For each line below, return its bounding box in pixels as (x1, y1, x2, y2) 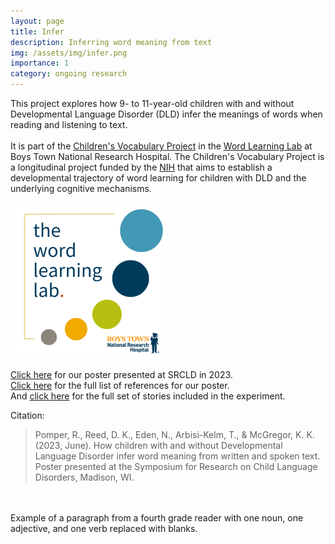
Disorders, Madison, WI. (34, 471, 135, 483)
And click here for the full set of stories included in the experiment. (10, 390, 286, 402)
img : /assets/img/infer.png (10, 48, 128, 58)
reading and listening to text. (10, 119, 128, 130)
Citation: (10, 410, 45, 421)
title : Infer (10, 26, 65, 37)
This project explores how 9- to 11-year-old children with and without (10, 98, 295, 109)
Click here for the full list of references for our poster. (10, 380, 230, 391)
